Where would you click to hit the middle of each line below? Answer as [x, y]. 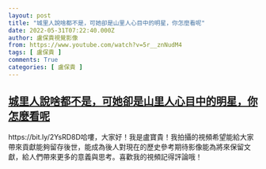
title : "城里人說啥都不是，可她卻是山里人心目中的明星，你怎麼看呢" [107, 23]
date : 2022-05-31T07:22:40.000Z [61, 30]
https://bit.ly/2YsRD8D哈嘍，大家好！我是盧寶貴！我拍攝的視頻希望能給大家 [131, 136]
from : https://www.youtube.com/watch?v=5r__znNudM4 [95, 45]
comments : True [33, 60]
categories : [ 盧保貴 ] [46, 67]
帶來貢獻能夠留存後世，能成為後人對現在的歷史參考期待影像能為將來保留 [126, 147]
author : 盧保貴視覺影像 [43, 38]
